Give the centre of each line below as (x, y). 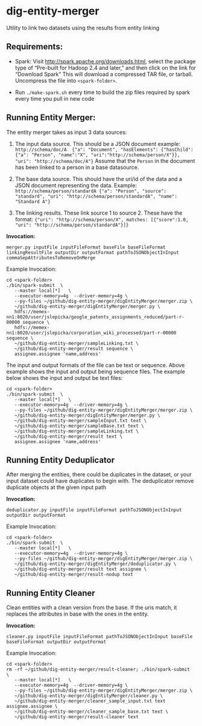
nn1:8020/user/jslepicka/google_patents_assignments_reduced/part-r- (96, 317)
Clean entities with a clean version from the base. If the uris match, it (92, 608)
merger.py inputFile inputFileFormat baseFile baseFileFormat (86, 247)
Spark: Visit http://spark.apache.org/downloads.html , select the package (105, 61)
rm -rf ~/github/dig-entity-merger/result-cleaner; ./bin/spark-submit (98, 670)
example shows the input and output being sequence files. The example (96, 371)
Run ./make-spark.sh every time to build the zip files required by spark (103, 92)
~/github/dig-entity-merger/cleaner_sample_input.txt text (90, 701)
